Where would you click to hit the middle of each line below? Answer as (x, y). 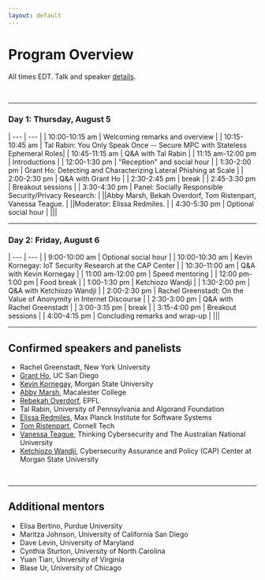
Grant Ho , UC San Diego (59, 375)
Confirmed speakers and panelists (95, 348)
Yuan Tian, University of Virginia (72, 559)
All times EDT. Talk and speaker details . (72, 77)
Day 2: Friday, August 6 (54, 240)
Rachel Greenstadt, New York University (85, 367)
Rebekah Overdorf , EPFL (60, 400)
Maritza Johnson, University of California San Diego (104, 534)
